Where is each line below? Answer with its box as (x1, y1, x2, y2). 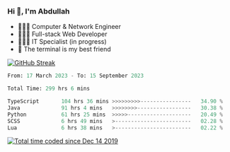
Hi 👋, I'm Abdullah (7, 6, 70, 16)
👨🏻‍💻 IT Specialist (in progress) (17, 37, 108, 46)
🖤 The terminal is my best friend (17, 45, 111, 54)
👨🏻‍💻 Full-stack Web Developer (17, 30, 108, 38)
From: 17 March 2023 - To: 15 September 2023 (7, 72, 144, 80)
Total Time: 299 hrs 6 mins (7, 85, 91, 93)
